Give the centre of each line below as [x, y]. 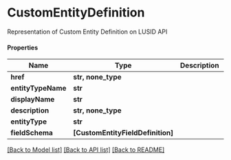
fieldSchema [32, 133]
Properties [23, 47]
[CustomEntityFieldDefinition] [123, 133]
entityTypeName [38, 89]
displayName [33, 100]
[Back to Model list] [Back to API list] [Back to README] [86, 150]
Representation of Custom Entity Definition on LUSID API [87, 32]
